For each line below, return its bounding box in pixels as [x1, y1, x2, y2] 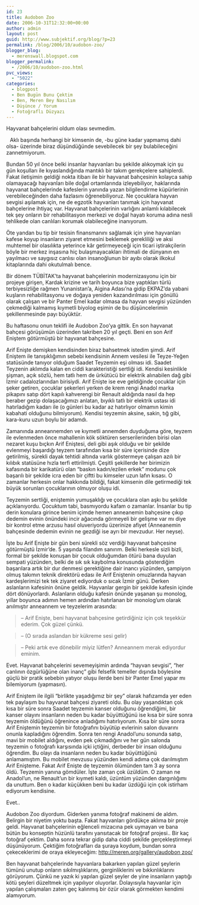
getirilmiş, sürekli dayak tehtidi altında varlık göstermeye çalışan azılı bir [6, 453, 181, 460]
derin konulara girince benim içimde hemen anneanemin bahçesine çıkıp [6, 509, 184, 516]
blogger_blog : [6, 48, 42, 54]
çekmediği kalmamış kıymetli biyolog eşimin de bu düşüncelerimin [6, 304, 168, 311]
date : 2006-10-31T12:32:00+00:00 [6, 20, 89, 26]
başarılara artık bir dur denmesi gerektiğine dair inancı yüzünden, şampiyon [6, 565, 191, 572]
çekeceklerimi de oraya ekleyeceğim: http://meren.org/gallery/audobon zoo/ [6, 848, 193, 856]
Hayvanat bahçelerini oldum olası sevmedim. [6, 125, 116, 132]
